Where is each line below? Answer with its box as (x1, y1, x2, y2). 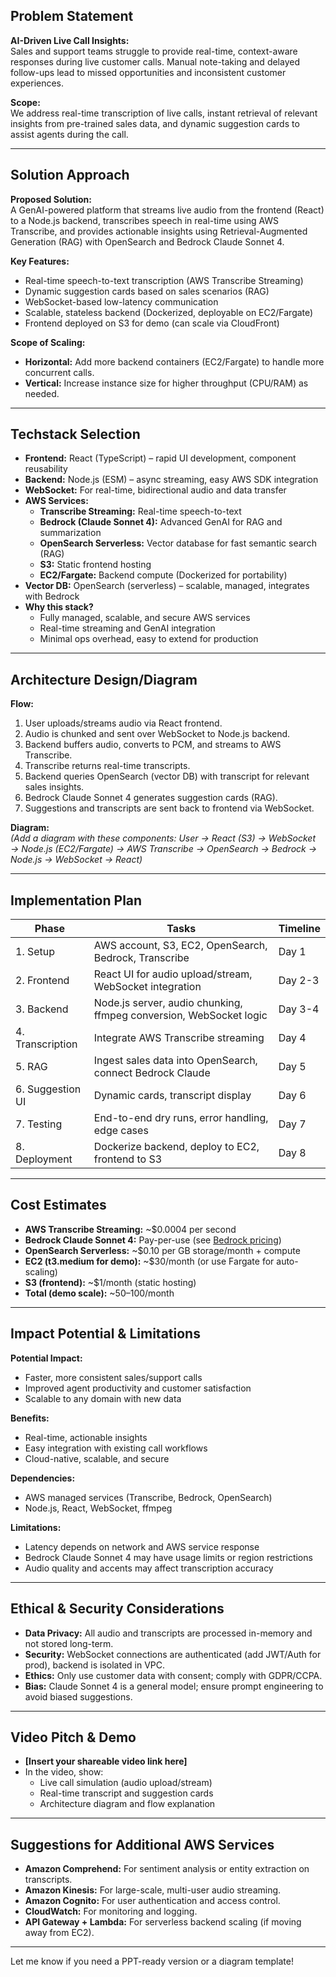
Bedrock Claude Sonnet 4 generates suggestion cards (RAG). (24, 792, 278, 804)
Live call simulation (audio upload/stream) (39, 1777, 213, 1789)
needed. (24, 387, 60, 399)
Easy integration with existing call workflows (24, 1442, 208, 1454)
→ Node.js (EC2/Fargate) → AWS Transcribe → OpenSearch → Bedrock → (10, 843, 318, 855)
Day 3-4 (278, 1002, 320, 1016)
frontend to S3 (93, 1152, 163, 1166)
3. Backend (15, 1002, 69, 1016)
